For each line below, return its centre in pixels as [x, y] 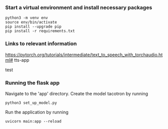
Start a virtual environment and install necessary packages [79, 8]
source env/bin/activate [31, 22]
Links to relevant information [41, 44]
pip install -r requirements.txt [40, 31]
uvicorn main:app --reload [33, 121]
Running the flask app [33, 83]
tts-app [22, 60]
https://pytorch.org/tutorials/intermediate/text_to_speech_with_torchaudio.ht [84, 55]
